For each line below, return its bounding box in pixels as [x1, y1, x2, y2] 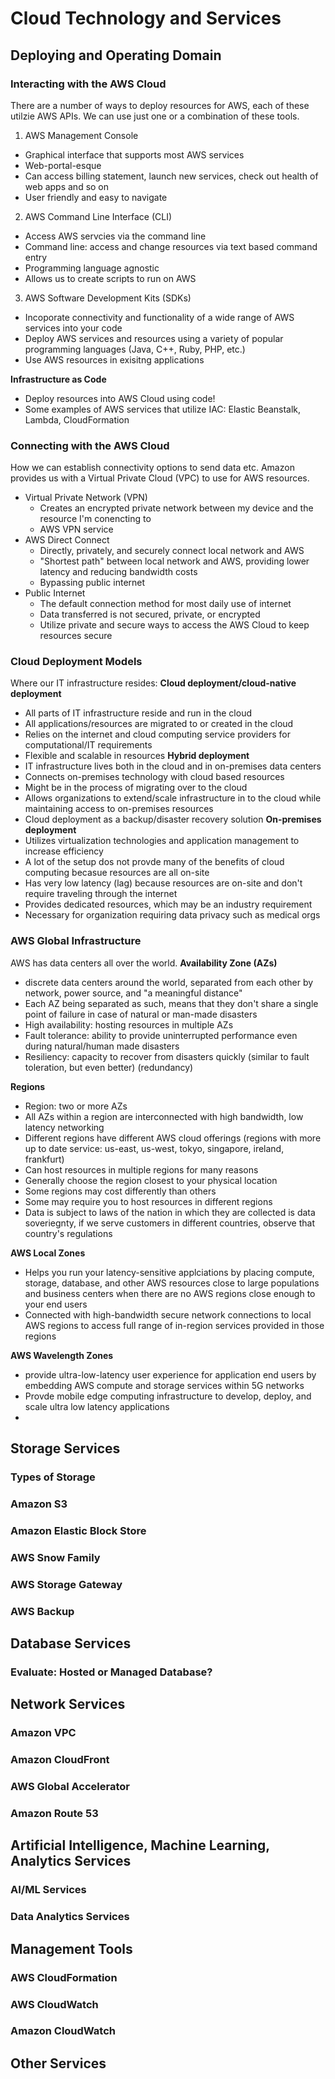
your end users [24, 1298, 88, 1310]
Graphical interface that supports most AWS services [24, 148, 245, 161]
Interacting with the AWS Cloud [10, 77, 167, 91]
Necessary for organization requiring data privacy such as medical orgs [24, 909, 321, 921]
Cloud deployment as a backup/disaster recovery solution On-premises [24, 813, 322, 826]
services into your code [24, 322, 123, 334]
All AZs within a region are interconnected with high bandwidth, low [24, 1110, 304, 1122]
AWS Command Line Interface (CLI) [24, 210, 173, 222]
